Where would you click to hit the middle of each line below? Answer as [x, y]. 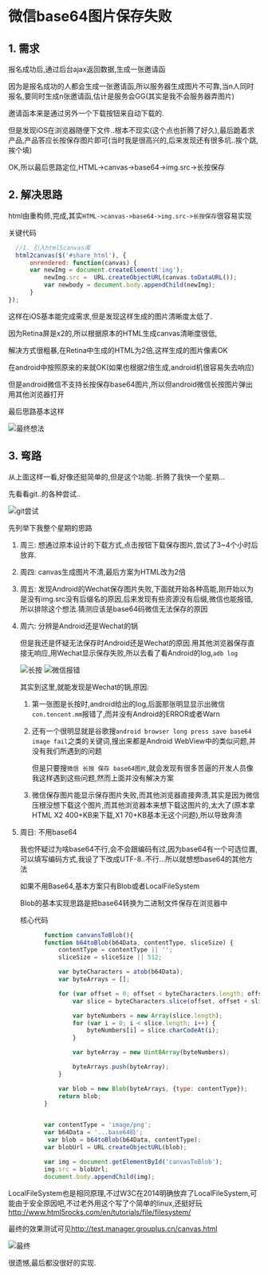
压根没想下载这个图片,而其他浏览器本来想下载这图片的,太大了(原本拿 [143, 804]
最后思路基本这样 [36, 411]
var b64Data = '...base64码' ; [93, 1133]
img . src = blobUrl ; [76, 1169]
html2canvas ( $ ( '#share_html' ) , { [71, 255]
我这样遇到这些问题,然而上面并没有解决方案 [102, 778]
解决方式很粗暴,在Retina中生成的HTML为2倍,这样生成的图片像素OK [118, 350]
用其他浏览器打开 [36, 394]
